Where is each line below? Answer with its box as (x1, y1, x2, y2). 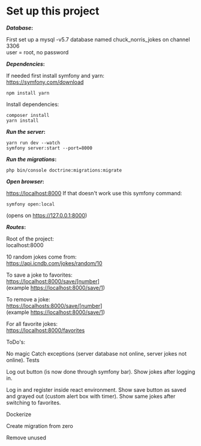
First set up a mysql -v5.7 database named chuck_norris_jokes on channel (6, 36, 190, 43)
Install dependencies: (6, 101, 59, 108)
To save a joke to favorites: (6, 271, 73, 278)
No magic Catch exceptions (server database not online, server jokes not (6, 350, 187, 357)
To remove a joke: (6, 295, 50, 303)
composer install (6, 112, 50, 118)
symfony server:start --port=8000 (6, 145, 93, 151)
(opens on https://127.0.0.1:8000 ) (6, 212, 88, 219)
